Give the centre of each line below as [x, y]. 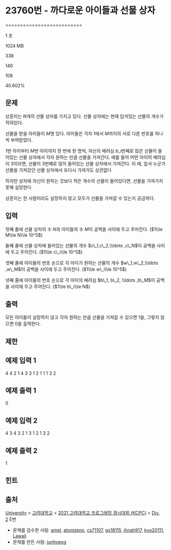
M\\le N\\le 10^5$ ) [24, 235]
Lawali [19, 536]
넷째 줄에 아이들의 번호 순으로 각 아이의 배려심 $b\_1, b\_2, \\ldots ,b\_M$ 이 [80, 280]
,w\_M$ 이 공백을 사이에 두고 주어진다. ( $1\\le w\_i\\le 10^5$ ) [66, 269]
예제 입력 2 [21, 420]
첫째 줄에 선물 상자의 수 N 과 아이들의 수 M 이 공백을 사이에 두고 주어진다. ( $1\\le [84, 229]
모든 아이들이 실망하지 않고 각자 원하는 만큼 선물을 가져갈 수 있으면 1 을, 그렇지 [82, 318]
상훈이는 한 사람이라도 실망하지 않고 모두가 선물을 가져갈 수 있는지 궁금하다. [80, 198]
